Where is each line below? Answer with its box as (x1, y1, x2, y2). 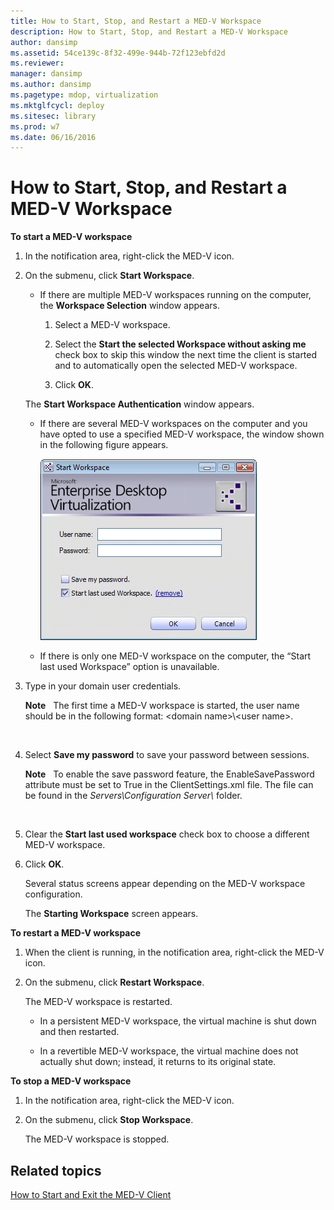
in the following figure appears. (39, 439, 169, 451)
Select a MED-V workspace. (54, 319, 171, 331)
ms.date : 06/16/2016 (10, 132, 97, 142)
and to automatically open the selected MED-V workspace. (54, 360, 298, 372)
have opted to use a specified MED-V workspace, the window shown (39, 428, 325, 440)
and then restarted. (39, 1026, 120, 1038)
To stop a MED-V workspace (10, 1075, 132, 1087)
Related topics (10, 1162, 102, 1179)
